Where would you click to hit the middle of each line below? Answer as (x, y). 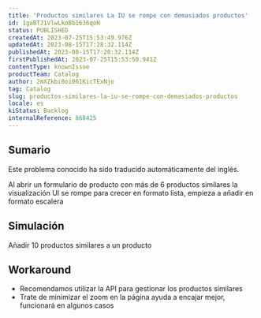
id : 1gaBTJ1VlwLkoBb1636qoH (54, 23)
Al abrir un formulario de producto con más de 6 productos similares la (123, 184)
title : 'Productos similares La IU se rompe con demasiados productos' (128, 15)
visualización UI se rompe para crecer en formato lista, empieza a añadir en (131, 193)
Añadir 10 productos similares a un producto (80, 245)
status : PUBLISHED (38, 30)
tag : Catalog (30, 89)
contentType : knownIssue (49, 67)
